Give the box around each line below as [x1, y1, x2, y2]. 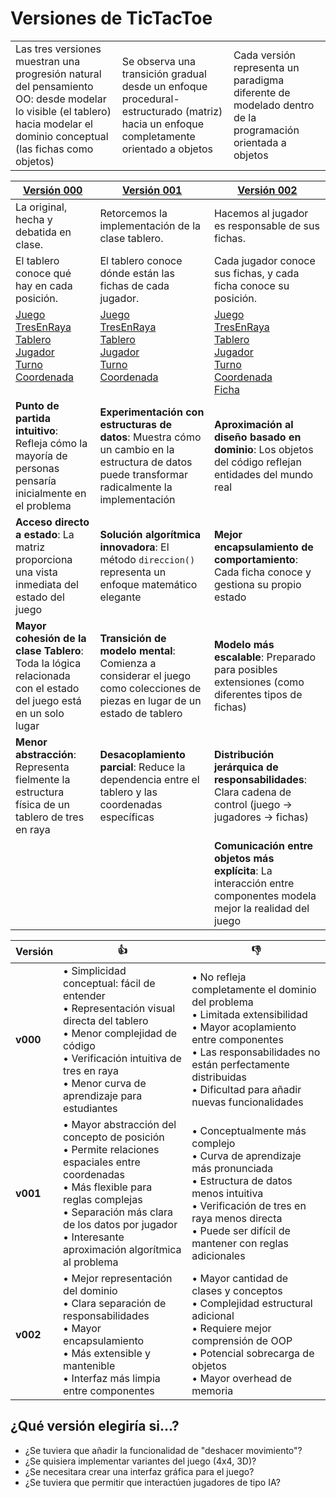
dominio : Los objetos [213, 442, 314, 456]
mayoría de [15, 448, 68, 462]
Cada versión [233, 48, 297, 62]
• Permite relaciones [63, 1142, 160, 1156]
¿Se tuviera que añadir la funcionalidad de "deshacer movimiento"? [24, 1444, 303, 1456]
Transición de [99, 631, 167, 645]
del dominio [63, 1283, 118, 1297]
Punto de [15, 398, 60, 412]
